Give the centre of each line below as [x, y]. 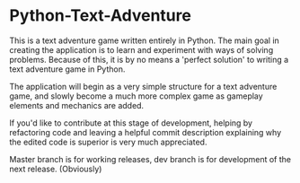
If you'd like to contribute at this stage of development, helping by [131, 123]
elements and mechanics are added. [77, 105]
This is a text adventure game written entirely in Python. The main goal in [145, 40]
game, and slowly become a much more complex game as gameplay [136, 96]
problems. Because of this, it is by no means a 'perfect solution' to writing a [149, 59]
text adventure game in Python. [67, 69]
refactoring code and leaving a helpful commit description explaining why [146, 132]
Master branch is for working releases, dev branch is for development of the [150, 159]
